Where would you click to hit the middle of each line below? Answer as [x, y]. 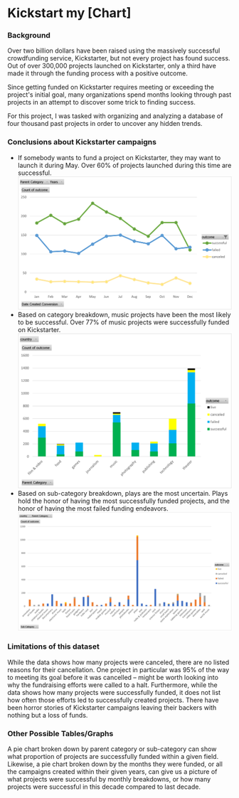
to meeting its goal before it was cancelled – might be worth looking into [113, 677]
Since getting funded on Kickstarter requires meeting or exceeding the [111, 87]
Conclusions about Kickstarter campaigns [82, 142]
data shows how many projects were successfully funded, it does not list [114, 692]
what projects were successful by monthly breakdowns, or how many [109, 779]
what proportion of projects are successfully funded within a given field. [113, 756]
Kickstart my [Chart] [69, 13]
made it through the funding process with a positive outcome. [98, 73]
